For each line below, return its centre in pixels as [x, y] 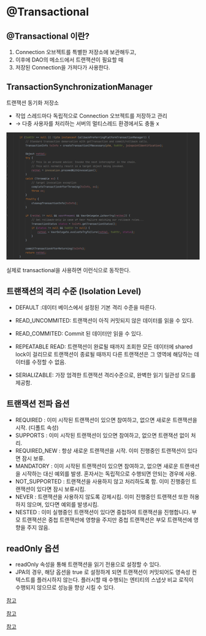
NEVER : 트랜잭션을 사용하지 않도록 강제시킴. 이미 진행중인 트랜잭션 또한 [101, 497]
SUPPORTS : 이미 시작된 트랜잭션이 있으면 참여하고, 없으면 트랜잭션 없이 [102, 435]
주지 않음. [38, 527]
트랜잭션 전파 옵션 [38, 404]
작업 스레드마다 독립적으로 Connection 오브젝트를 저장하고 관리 [91, 116]
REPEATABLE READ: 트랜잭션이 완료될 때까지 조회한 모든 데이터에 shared [104, 347]
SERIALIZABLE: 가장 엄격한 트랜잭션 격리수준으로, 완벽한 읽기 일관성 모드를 [105, 375]
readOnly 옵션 [33, 549]
